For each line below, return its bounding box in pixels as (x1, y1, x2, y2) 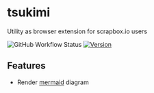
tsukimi (7, 5, 51, 20)
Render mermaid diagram (16, 78, 89, 86)
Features (7, 60, 46, 72)
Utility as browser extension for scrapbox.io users (7, 27, 148, 35)
